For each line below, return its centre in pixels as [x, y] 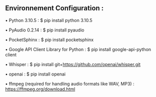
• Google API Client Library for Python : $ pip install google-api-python [78, 49]
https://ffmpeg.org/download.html [40, 89]
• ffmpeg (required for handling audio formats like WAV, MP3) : [70, 83]
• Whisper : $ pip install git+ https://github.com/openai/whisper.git [73, 64]
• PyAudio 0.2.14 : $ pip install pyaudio [45, 30]
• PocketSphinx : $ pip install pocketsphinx [49, 39]
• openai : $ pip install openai [35, 74]
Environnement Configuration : [54, 8]
